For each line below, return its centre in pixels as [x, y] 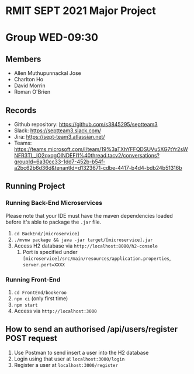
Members [23, 59]
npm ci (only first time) [41, 298]
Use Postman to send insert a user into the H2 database [81, 352]
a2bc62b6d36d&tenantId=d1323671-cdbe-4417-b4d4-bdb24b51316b [98, 168]
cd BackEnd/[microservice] [47, 234]
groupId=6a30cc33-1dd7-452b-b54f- [60, 162]
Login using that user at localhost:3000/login [69, 359]
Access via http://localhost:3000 [55, 311]
